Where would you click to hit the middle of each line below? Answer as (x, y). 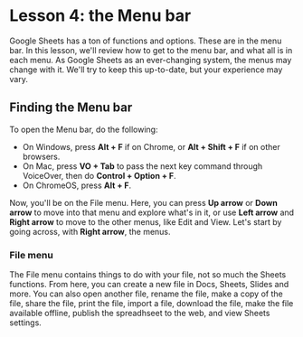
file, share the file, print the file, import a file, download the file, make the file (151, 304)
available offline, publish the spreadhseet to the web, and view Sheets (140, 314)
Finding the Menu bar (71, 108)
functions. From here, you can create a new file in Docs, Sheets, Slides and (149, 285)
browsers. (41, 156)
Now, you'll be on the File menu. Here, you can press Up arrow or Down (143, 202)
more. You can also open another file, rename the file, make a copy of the (146, 294)
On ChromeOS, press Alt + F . (77, 185)
